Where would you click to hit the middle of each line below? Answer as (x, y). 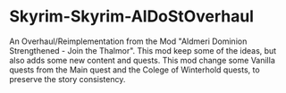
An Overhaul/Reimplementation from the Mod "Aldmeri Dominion (128, 41)
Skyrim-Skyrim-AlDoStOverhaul (132, 17)
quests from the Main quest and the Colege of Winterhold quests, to (135, 70)
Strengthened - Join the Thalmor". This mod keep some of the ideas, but (143, 50)
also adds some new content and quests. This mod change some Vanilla (142, 60)
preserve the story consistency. (67, 79)
